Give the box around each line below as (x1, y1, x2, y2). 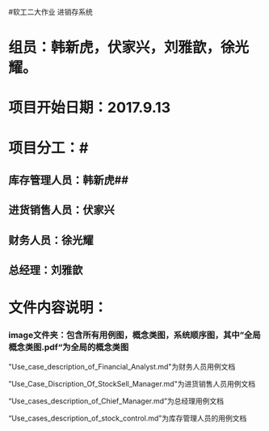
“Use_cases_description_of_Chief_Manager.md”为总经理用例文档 (8, 395, 225, 406)
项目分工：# (8, 138, 89, 157)
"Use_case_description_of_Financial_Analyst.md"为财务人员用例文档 (8, 361, 236, 371)
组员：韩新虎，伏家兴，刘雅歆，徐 (8, 39, 236, 57)
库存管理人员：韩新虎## (8, 173, 129, 187)
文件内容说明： (8, 298, 108, 317)
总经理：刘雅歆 (8, 264, 83, 277)
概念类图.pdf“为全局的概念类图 (8, 342, 129, 353)
